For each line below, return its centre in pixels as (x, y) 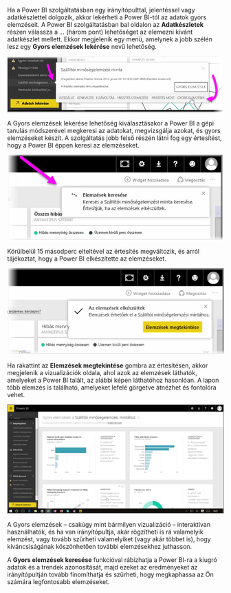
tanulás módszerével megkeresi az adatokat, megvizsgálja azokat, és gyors (114, 130)
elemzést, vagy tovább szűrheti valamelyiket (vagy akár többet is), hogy (109, 539)
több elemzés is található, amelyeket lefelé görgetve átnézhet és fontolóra (112, 387)
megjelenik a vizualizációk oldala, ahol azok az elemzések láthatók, (102, 372)
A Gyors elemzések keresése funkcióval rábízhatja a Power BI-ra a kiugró (112, 560)
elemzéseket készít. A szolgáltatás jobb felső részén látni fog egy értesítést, (114, 138)
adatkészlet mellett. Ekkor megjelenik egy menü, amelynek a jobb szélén (110, 39)
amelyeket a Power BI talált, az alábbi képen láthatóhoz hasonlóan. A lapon (113, 380)
